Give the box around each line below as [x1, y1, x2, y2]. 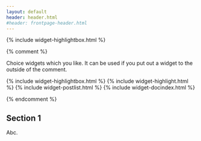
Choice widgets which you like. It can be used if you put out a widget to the [6, 59, 193, 67]
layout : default [6, 8, 47, 15]
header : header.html [6, 14, 58, 20]
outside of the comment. [6, 66, 67, 73]
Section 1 [6, 113, 41, 123]
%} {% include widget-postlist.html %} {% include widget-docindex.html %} [6, 84, 196, 91]
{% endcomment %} [6, 95, 57, 103]
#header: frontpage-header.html [6, 20, 87, 26]
